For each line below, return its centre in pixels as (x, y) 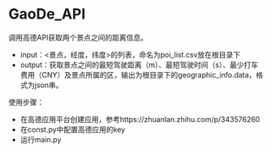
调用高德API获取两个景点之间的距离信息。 (78, 37)
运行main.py (41, 139)
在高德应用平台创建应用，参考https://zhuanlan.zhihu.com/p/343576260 (140, 119)
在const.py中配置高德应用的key (73, 129)
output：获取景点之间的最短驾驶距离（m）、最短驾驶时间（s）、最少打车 (139, 65)
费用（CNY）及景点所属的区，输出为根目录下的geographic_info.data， (138, 74)
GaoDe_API (47, 14)
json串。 (49, 85)
